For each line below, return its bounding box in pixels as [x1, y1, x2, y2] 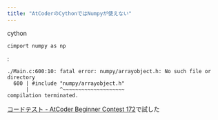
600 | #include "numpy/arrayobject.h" [13, 80, 126, 87]
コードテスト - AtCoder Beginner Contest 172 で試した [7, 105, 160, 113]
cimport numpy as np [7, 42, 67, 49]
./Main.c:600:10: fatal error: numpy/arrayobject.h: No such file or [7, 68, 212, 74]
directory [7, 74, 36, 81]
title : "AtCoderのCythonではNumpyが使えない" [7, 10, 132, 17]
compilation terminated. [7, 92, 79, 99]
